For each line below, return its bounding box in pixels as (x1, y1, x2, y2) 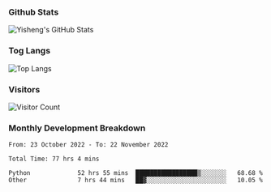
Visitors (8, 83, 41, 95)
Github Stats (8, 6, 59, 18)
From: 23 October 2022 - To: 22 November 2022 (8, 141, 169, 149)
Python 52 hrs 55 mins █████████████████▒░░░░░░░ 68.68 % (8, 169, 264, 177)
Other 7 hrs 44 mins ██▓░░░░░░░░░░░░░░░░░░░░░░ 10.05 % (8, 177, 264, 185)
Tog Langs (8, 45, 51, 57)
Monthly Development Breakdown (8, 122, 146, 134)
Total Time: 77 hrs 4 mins (8, 155, 100, 164)
